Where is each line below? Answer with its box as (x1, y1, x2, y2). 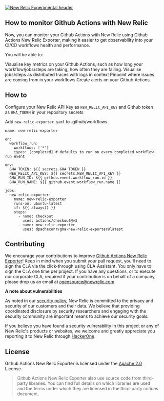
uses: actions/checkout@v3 (22, 218, 78, 223)
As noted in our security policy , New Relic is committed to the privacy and (5, 298, 154, 304)
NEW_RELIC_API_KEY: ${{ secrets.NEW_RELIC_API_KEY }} (9, 171, 121, 176)
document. (17, 391, 39, 397)
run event (5, 154, 25, 159)
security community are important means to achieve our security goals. (5, 313, 149, 319)
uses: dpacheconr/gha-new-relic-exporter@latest (22, 227, 123, 232)
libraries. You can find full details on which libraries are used (29, 380, 150, 386)
